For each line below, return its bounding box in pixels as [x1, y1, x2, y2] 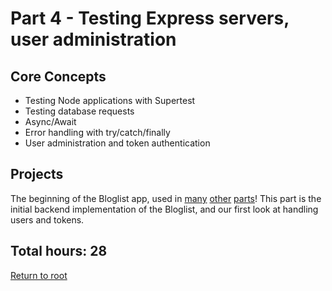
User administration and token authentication [24, 137, 211, 149]
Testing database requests [24, 105, 135, 117]
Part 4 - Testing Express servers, [10, 7, 290, 30]
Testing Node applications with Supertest [24, 95, 196, 106]
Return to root [10, 269, 68, 281]
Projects [10, 166, 64, 183]
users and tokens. [10, 213, 85, 226]
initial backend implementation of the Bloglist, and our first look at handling [10, 203, 319, 215]
